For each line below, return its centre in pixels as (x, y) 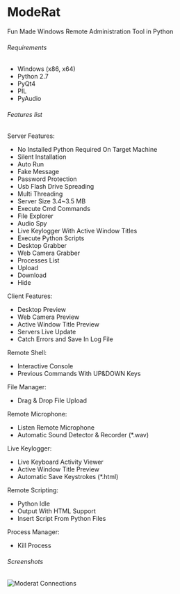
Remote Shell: (27, 353)
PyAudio (29, 99)
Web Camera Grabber (49, 253)
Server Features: (31, 136)
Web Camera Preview (48, 317)
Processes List (38, 260)
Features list (25, 114)
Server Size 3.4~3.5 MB (51, 201)
